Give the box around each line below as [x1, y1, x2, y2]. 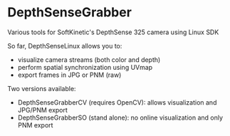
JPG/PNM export [17, 105, 68, 114]
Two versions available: [7, 84, 76, 93]
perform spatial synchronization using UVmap [17, 63, 153, 71]
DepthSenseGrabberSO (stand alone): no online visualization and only [17, 113, 223, 122]
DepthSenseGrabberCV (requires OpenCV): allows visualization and [17, 98, 217, 107]
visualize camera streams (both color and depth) [17, 55, 161, 64]
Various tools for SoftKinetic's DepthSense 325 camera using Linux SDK [7, 28, 219, 36]
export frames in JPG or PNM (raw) [17, 70, 122, 79]
